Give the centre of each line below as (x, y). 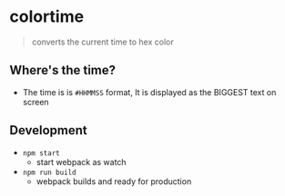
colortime (47, 17)
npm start (41, 153)
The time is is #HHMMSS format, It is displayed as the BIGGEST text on (149, 92)
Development (49, 130)
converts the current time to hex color (103, 42)
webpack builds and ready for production (114, 181)
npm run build (49, 172)
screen (36, 102)
